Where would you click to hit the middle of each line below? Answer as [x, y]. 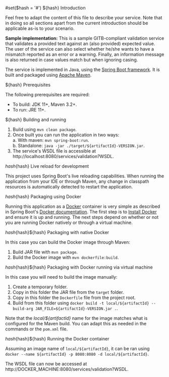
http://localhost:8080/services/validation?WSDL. [63, 156]
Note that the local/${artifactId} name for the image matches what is [76, 318]
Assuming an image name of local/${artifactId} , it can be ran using [77, 349]
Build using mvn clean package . [45, 129]
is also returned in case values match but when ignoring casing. [72, 60]
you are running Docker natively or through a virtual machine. [69, 222]
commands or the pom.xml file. [37, 329]
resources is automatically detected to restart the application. [69, 187]
